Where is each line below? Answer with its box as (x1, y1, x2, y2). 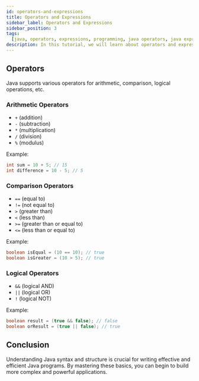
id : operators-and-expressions (6, 8, 84, 15)
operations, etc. (6, 85, 44, 92)
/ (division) (14, 133, 42, 140)
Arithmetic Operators (6, 100, 69, 108)
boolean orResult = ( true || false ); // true (6, 324, 120, 329)
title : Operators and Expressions (6, 14, 92, 20)
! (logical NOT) (14, 295, 52, 302)
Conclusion (6, 340, 50, 350)
